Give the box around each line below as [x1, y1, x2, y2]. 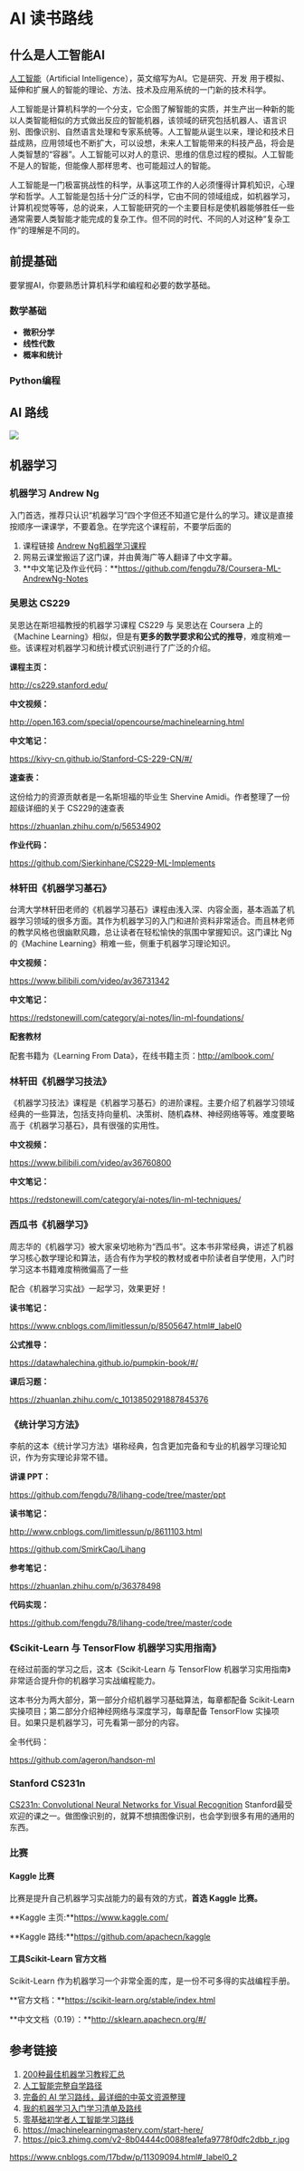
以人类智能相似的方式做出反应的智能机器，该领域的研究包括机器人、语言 [9, 115, 279, 125]
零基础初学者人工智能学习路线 [22, 2114, 134, 2125]
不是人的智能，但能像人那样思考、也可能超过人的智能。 [9, 160, 215, 170]
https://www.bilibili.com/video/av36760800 [9, 1158, 172, 1168]
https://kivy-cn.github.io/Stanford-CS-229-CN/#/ [9, 753, 193, 764]
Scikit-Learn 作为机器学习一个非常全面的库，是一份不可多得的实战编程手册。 [9, 1975, 295, 1986]
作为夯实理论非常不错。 [24, 1452, 113, 1463]
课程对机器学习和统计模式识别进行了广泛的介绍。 [33, 642, 215, 653]
